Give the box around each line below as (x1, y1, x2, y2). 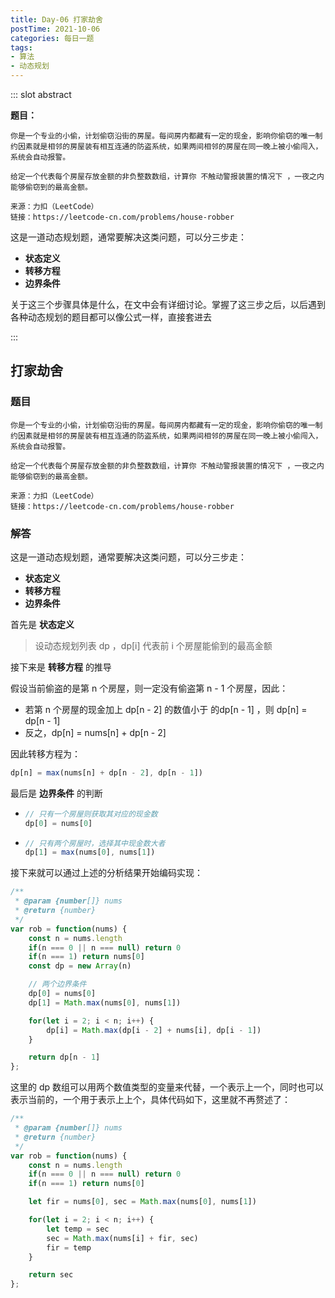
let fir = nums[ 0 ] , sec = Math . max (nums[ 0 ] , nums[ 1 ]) (28, 1197, 257, 1207)
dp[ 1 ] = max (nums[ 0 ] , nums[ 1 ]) (24, 847, 156, 858)
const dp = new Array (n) (28, 961, 132, 971)
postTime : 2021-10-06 (10, 24, 101, 34)
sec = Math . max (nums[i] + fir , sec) (46, 1233, 199, 1243)
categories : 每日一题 (10, 33, 95, 43)
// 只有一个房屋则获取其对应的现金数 (24, 809, 158, 819)
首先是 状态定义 (10, 618, 75, 630)
